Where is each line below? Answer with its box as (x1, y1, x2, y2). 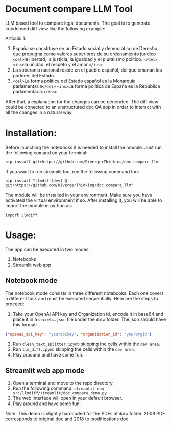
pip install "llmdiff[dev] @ (5, 178, 67, 183)
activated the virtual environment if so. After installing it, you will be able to (5, 197, 162, 203)
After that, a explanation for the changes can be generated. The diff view (5, 98, 159, 105)
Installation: (5, 127, 57, 139)
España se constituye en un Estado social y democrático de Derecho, (12, 45, 159, 51)
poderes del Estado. (12, 72, 55, 78)
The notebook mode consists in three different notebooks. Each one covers (5, 290, 164, 296)
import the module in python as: (5, 202, 72, 208)
